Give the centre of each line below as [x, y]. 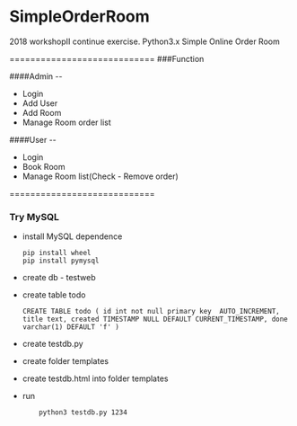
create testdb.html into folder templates [95, 378]
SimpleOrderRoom [79, 17]
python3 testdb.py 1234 [83, 413]
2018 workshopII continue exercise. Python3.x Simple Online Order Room [144, 41]
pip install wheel [57, 253]
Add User [40, 103]
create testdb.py [52, 344]
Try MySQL [35, 217]
